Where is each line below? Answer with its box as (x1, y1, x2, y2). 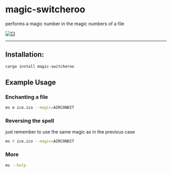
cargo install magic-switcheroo (5, 64, 74, 69)
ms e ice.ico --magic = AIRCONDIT (5, 105, 74, 110)
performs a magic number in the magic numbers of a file (5, 21, 124, 27)
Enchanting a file (5, 93, 49, 101)
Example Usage (5, 78, 56, 87)
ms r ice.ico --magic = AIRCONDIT (5, 139, 74, 144)
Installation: (5, 50, 45, 59)
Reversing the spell (5, 117, 54, 124)
